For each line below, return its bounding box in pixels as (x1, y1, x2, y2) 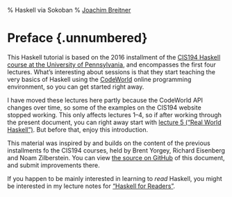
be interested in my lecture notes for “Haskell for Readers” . (7, 182, 176, 190)
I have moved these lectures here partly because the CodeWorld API (7, 96, 204, 104)
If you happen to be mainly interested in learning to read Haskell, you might (7, 174, 222, 182)
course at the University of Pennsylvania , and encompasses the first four (7, 60, 217, 69)
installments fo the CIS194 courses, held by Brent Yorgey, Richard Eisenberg (7, 146, 226, 155)
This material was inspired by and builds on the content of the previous (7, 139, 210, 147)
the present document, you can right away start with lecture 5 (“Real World (7, 118, 222, 126)
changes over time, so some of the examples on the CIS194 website (7, 103, 201, 112)
